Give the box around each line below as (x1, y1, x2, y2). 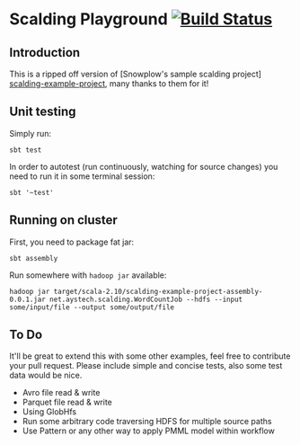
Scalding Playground (9, 9, 168, 30)
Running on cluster (9, 212, 119, 228)
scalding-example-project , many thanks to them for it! (9, 78, 209, 89)
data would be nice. (9, 369, 83, 381)
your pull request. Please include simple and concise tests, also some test (9, 360, 283, 371)
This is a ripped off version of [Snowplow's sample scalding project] (9, 68, 262, 79)
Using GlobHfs (22, 406, 77, 417)
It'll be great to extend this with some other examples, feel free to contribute (9, 351, 291, 361)
